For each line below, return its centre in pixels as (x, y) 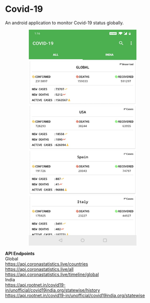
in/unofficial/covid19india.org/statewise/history (53, 290)
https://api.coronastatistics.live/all (39, 269)
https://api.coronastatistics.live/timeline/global (52, 274)
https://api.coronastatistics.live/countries (47, 264)
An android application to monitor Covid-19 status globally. (64, 23)
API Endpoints (20, 253)
